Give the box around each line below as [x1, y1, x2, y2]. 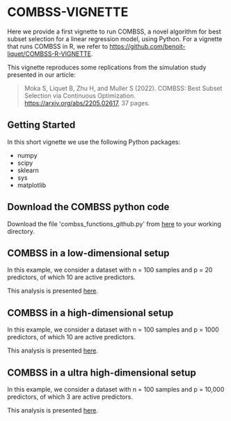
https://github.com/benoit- [109, 42, 186, 50]
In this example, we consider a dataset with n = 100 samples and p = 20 [7, 266, 213, 274]
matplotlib [17, 181, 47, 189]
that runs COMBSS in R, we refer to [7, 42, 109, 50]
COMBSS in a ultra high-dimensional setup [7, 367, 196, 378]
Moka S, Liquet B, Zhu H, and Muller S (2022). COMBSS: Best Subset [24, 84, 223, 92]
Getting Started [7, 119, 76, 131]
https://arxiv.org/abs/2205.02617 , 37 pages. [24, 98, 150, 107]
